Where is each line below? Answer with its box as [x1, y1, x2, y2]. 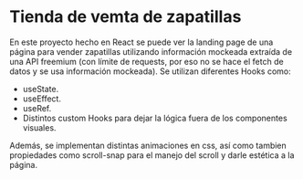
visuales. [22, 121, 57, 133]
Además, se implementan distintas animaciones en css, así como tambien [9, 140, 287, 151]
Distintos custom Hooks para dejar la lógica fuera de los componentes [22, 112, 287, 123]
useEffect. [22, 93, 62, 104]
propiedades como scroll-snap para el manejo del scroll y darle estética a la [9, 149, 295, 161]
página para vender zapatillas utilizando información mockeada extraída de [9, 46, 293, 57]
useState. [22, 83, 59, 94]
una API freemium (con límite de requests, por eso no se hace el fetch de [9, 56, 285, 67]
